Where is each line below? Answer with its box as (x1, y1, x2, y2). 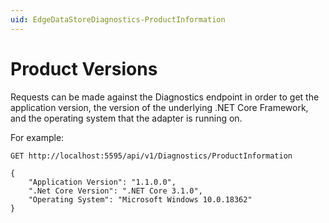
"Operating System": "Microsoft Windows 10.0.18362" (28, 194, 253, 205)
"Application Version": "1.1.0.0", (28, 177, 177, 187)
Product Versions (10, 57, 158, 80)
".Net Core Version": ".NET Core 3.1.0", (28, 186, 203, 196)
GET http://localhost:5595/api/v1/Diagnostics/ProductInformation (10, 151, 293, 161)
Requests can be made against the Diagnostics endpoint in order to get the (10, 91, 320, 103)
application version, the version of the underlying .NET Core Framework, (10, 101, 309, 113)
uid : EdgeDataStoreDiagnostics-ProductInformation (10, 14, 226, 25)
